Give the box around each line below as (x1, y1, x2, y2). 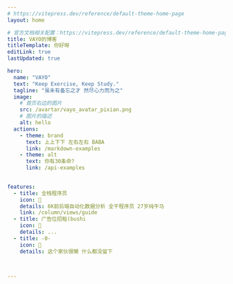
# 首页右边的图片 (19, 100, 62, 107)
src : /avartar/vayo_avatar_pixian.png (19, 106, 132, 113)
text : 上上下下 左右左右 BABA (25, 138, 105, 146)
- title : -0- (13, 235, 51, 242)
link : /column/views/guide (19, 209, 98, 216)
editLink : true (7, 49, 51, 56)
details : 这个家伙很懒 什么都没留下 (19, 248, 113, 255)
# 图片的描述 (19, 112, 52, 120)
